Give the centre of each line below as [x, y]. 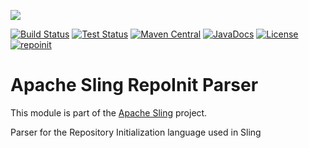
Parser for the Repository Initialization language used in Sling [136, 132]
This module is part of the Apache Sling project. [109, 112]
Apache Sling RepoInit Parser [134, 85]
